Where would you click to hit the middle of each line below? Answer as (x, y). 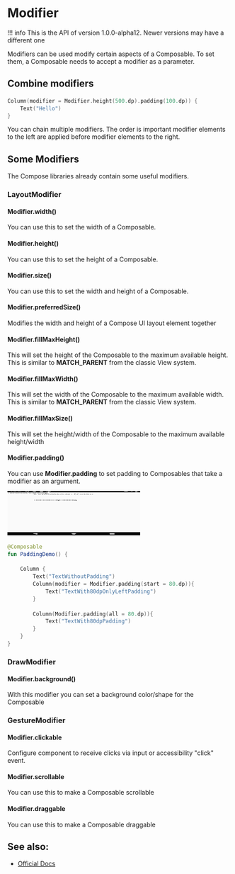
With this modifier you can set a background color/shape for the (101, 695)
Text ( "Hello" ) (41, 108)
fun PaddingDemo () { (38, 554)
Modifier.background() (42, 679)
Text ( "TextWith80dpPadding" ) (88, 621)
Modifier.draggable (36, 809)
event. (17, 761)
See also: (28, 847)
